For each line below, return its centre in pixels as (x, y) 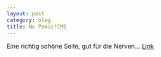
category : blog (29, 20)
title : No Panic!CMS (37, 26)
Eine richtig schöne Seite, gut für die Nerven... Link (80, 47)
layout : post (26, 14)
